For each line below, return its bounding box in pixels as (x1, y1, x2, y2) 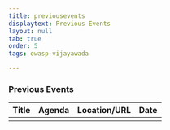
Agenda (37, 105, 70, 116)
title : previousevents (8, 11, 85, 20)
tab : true (8, 34, 42, 43)
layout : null (8, 27, 53, 35)
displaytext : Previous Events (8, 19, 111, 28)
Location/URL (76, 105, 132, 116)
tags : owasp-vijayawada (8, 50, 89, 58)
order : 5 (8, 42, 38, 50)
